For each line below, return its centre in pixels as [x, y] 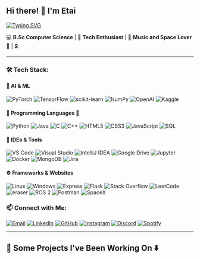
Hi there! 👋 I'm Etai [41, 11]
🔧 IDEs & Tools [24, 140]
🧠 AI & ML [18, 86]
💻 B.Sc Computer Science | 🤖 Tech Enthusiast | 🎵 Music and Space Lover [99, 37]
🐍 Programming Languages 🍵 [43, 113]
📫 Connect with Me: [37, 208]
